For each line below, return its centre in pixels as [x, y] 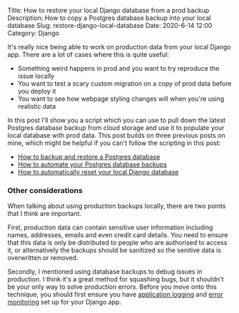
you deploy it [37, 91]
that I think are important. [45, 214]
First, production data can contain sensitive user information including [110, 227]
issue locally [36, 76]
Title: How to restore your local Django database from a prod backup [108, 10]
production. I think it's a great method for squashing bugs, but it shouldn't [116, 279]
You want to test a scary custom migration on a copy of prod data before [124, 84]
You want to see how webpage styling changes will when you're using [121, 99]
